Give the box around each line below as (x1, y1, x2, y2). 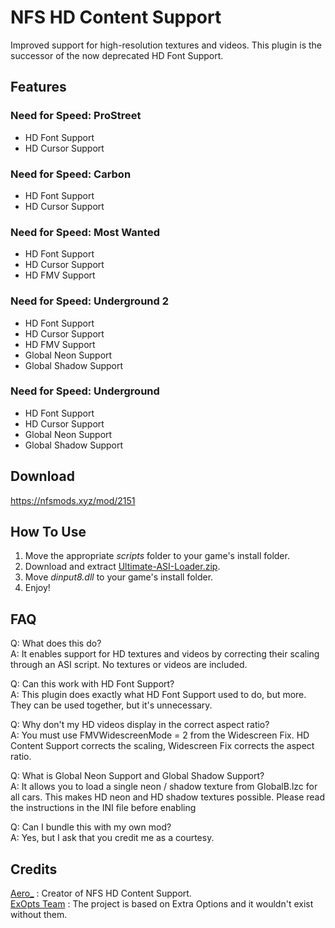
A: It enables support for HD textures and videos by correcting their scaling (10, 648, 320, 660)
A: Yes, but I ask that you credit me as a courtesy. (10, 832, 215, 844)
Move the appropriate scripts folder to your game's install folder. (24, 550, 290, 562)
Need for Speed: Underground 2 (10, 294, 170, 308)
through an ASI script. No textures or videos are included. (10, 659, 248, 671)
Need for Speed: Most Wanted (10, 225, 160, 239)
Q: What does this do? (10, 637, 102, 650)
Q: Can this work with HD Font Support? (10, 678, 175, 690)
